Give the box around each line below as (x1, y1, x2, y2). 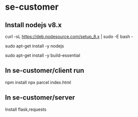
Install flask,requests (5, 106, 47, 112)
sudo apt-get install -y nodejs (5, 43, 64, 49)
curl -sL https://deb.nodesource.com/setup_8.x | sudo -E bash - (5, 33, 134, 39)
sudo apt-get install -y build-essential (5, 52, 80, 58)
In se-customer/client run (5, 67, 85, 75)
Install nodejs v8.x (5, 21, 62, 29)
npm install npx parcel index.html (5, 79, 71, 85)
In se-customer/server (5, 94, 75, 102)
